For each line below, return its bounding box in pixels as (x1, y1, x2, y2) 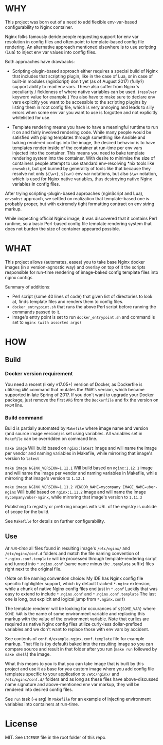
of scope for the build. (5, 509, 50, 515)
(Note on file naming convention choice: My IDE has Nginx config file (5, 575, 144, 581)
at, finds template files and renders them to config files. (12, 298, 124, 305)
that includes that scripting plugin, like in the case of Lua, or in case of (12, 73, 153, 79)
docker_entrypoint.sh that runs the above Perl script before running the (12, 304, 156, 309)
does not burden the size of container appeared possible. (5, 226, 120, 231)
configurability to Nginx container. (5, 24, 73, 30)
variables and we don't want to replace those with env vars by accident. (5, 626, 149, 632)
